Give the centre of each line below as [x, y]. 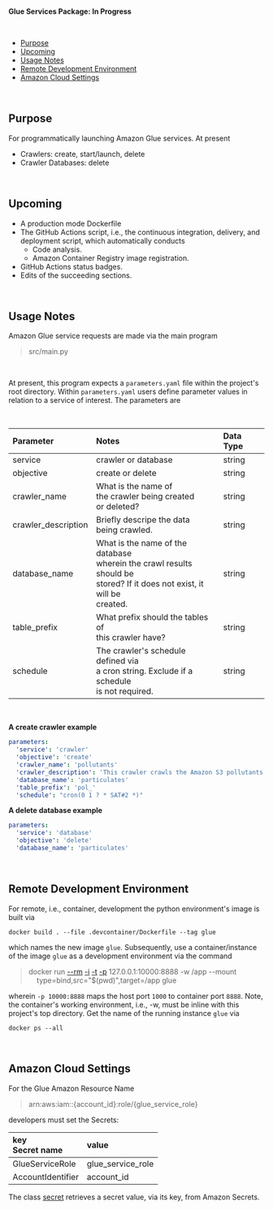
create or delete [126, 473]
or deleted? [118, 507]
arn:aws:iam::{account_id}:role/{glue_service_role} [113, 1104]
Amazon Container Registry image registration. [110, 257]
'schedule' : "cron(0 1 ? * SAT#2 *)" [80, 795]
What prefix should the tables [152, 617]
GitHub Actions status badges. [71, 266]
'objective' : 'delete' [54, 841]
